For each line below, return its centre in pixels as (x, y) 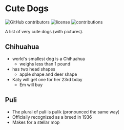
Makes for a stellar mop (36, 122)
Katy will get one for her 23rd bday (47, 79)
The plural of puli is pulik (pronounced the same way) (66, 112)
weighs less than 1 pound (45, 64)
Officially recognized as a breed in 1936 (52, 117)
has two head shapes (34, 69)
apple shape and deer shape (48, 74)
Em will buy (31, 85)
